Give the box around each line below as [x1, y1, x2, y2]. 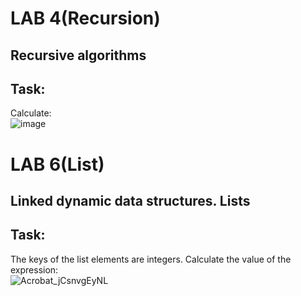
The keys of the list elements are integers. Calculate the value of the [10, 253, 292, 265]
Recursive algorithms [10, 47, 147, 64]
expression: [10, 263, 59, 276]
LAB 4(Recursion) [10, 7, 161, 30]
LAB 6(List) [10, 153, 105, 176]
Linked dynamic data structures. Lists [10, 192, 251, 209]
